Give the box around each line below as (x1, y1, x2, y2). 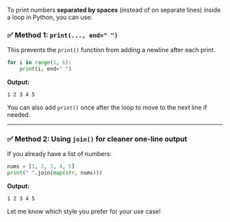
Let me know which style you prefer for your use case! (7, 208, 161, 216)
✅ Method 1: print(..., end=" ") (7, 30, 118, 40)
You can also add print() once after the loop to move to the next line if (7, 103, 207, 112)
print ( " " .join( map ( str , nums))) (7, 170, 103, 177)
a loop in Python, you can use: (7, 13, 92, 21)
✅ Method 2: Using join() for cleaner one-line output (7, 134, 188, 144)
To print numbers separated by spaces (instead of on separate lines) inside (7, 6, 221, 14)
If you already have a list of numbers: (7, 150, 112, 158)
